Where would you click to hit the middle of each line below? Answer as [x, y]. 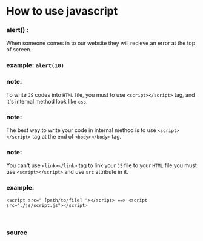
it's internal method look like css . [47, 101]
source [17, 233]
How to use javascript [62, 11]
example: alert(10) [35, 65]
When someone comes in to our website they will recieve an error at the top [101, 43]
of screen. [19, 50]
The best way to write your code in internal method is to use [81, 130]
